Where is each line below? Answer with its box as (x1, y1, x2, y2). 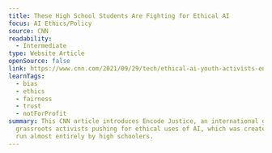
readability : (8, 34, 53, 43)
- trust (15, 102, 42, 110)
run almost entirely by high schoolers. (15, 132, 154, 140)
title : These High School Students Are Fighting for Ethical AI (8, 11, 230, 20)
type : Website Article (8, 49, 85, 57)
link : (8, 65, 27, 73)
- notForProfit (15, 110, 67, 118)
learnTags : (8, 72, 45, 80)
